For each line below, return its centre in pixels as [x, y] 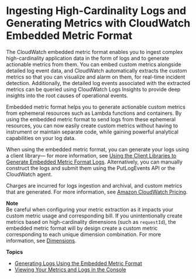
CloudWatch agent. [29, 174]
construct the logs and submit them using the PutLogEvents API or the [91, 168]
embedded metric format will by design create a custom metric [82, 228]
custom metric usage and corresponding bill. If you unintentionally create [94, 216]
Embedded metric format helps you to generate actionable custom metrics [96, 107]
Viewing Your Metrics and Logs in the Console [70, 269]
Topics [15, 252]
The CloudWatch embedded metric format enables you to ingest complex [94, 52]
